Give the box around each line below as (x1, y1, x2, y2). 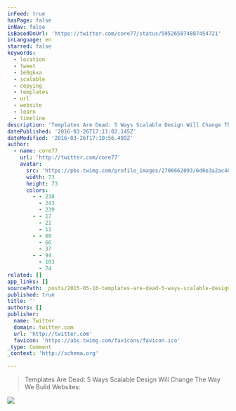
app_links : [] (7, 278, 49, 285)
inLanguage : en (7, 37, 52, 44)
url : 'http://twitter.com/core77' (20, 154, 121, 162)
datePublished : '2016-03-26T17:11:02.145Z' (7, 128, 137, 135)
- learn (13, 108, 37, 115)
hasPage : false (7, 17, 52, 24)
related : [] (7, 271, 42, 278)
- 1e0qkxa (13, 69, 42, 76)
